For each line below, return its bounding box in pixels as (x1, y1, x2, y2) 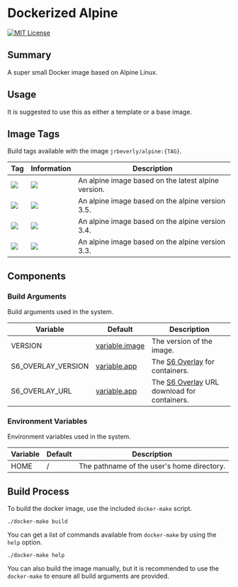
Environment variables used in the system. (7, 432, 131, 441)
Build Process (7, 485, 69, 497)
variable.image (95, 341, 145, 351)
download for (151, 386, 196, 396)
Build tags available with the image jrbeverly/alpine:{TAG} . (7, 147, 182, 156)
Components (7, 270, 66, 282)
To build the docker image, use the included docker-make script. (7, 505, 193, 513)
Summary (7, 49, 52, 61)
